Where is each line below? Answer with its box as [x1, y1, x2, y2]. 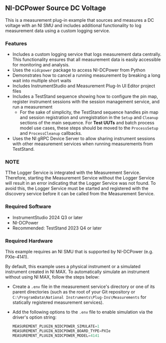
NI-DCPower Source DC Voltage [5, 4, 106, 12]
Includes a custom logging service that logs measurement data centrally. [12, 52, 162, 57]
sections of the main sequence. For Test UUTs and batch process [19, 120, 155, 126]
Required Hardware [5, 237, 53, 244]
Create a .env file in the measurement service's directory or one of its [12, 284, 155, 289]
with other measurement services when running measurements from [12, 141, 153, 147]
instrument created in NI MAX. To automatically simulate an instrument [5, 269, 150, 275]
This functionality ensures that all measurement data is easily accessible [12, 57, 161, 62]
